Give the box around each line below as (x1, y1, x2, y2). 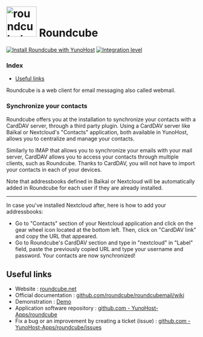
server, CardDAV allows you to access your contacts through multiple (6, 153, 179, 160)
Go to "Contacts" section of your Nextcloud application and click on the (14, 220, 194, 227)
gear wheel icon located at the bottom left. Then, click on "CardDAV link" (14, 226, 196, 233)
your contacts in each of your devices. (6, 166, 102, 173)
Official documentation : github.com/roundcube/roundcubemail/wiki (14, 292, 184, 299)
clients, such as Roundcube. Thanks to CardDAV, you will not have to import (6, 159, 195, 166)
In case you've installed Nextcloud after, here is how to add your (6, 201, 166, 209)
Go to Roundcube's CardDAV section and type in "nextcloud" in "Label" (14, 239, 193, 246)
